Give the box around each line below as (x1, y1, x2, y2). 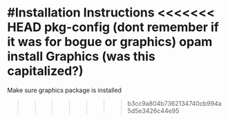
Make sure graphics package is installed (7, 86, 122, 94)
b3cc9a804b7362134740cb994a (127, 99, 222, 107)
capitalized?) (7, 63, 84, 79)
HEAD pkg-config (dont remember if (7, 19, 219, 35)
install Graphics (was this (7, 49, 155, 65)
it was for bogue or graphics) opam (7, 34, 213, 49)
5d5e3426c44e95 (127, 107, 180, 115)
